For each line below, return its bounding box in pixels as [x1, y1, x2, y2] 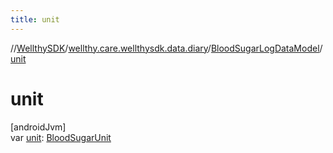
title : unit [10, 14, 60, 25]
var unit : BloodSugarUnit [10, 131, 112, 143]
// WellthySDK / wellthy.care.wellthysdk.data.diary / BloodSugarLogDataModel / [10, 42, 323, 54]
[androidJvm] [10, 121, 67, 133]
